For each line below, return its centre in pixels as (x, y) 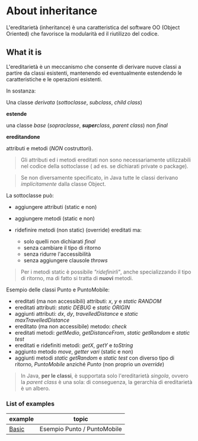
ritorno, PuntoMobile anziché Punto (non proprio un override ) (90, 364)
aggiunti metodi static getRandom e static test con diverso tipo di (95, 358)
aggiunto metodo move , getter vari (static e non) (74, 351)
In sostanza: (21, 91)
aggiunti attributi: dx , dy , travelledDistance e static (76, 313)
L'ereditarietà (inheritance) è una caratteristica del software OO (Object (93, 27)
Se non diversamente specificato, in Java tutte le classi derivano (99, 177)
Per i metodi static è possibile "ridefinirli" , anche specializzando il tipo (106, 272)
